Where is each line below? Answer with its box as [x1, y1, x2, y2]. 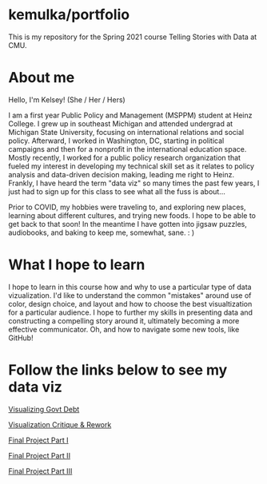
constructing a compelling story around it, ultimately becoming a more [8, 315, 240, 325]
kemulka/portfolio [8, 6, 130, 24]
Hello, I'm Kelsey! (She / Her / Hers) [8, 94, 126, 105]
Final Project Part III [8, 466, 73, 476]
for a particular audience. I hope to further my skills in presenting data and [8, 307, 253, 317]
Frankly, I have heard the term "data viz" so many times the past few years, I [8, 178, 260, 188]
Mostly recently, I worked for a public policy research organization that [8, 153, 241, 162]
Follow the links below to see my [8, 361, 228, 379]
